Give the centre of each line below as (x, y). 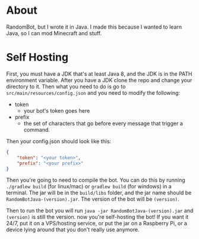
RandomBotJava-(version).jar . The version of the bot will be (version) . (93, 199)
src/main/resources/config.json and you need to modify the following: (93, 92)
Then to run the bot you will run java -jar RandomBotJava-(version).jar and (100, 211)
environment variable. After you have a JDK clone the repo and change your (99, 80)
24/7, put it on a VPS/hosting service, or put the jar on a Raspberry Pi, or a (97, 224)
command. (37, 129)
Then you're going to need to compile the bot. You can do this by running (96, 180)
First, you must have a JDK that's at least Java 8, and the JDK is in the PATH (99, 74)
